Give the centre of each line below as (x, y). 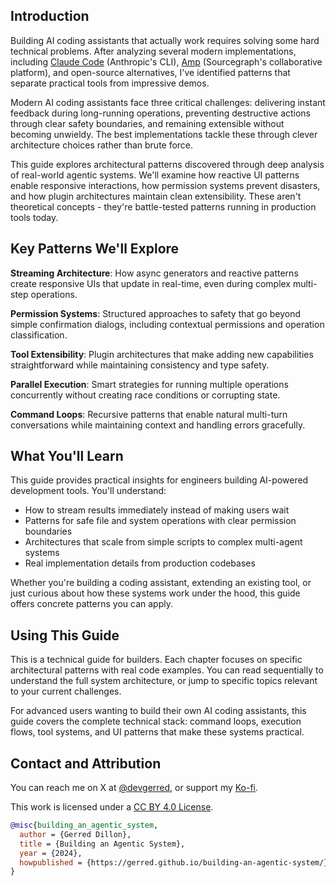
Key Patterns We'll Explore (95, 249)
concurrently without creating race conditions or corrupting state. (145, 395)
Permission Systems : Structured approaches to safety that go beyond (156, 313)
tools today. (34, 217)
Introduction (50, 16)
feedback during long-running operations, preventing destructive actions (161, 113)
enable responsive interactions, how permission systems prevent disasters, (165, 185)
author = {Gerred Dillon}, (75, 834)
